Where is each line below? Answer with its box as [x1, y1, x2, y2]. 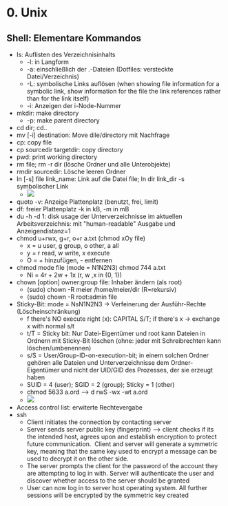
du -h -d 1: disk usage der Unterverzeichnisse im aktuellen [16, 212, 183, 220]
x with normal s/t [26, 322, 75, 330]
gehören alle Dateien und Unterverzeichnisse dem [26, 359, 169, 366]
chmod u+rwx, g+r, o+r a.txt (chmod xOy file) [16, 234, 146, 242]
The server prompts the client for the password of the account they [26, 462, 218, 470]
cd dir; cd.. [16, 124, 48, 131]
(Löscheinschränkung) [16, 308, 81, 315]
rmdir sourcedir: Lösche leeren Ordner [16, 167, 126, 176]
